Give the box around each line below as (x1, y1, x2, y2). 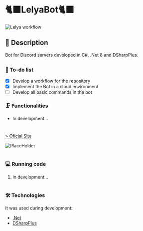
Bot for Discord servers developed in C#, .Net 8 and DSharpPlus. (5, 52, 139, 58)
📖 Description (5, 39, 48, 47)
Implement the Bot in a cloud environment (12, 83, 99, 89)
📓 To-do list (5, 66, 34, 73)
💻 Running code (5, 161, 46, 168)
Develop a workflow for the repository (12, 78, 91, 84)
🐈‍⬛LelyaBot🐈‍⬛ (5, 4, 75, 16)
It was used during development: (5, 205, 73, 211)
